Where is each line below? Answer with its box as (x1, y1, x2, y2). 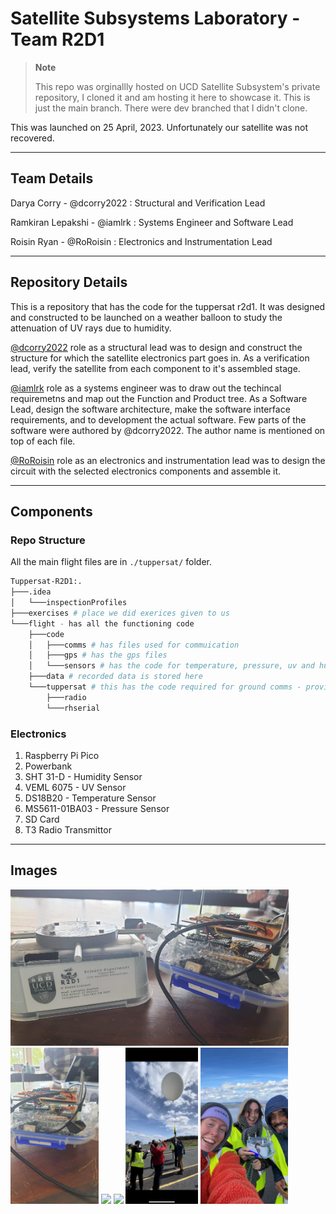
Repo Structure (10, 533, 86, 547)
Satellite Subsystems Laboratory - (10, 7, 301, 30)
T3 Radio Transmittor (24, 823, 112, 836)
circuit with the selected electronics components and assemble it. (10, 465, 282, 477)
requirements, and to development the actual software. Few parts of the (10, 413, 307, 426)
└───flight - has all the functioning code (10, 618, 195, 629)
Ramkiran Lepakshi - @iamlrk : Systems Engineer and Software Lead (10, 216, 294, 228)
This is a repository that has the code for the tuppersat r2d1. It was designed (10, 300, 326, 312)
